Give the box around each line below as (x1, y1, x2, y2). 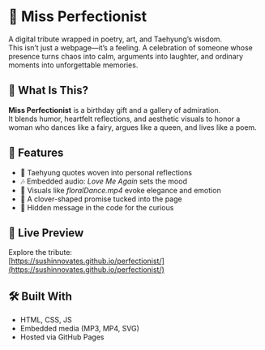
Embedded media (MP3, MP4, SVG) (19, 324, 140, 334)
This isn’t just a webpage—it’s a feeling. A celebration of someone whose (8, 42, 253, 52)
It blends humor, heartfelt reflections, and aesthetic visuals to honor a (8, 114, 241, 123)
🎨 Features (8, 146, 64, 160)
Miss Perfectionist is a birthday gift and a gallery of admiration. (8, 105, 221, 115)
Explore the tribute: (8, 248, 73, 257)
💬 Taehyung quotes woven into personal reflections (19, 167, 193, 177)
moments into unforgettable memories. (8, 60, 139, 70)
